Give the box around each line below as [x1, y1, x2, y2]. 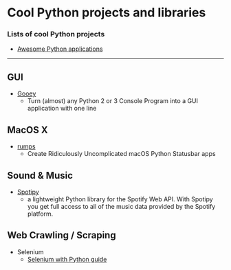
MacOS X [7, 124, 48, 135]
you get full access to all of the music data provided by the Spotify [27, 202, 216, 210]
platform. [27, 210, 54, 218]
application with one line [27, 104, 97, 113]
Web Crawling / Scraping [7, 229, 116, 241]
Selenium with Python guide [27, 255, 107, 263]
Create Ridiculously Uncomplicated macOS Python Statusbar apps [27, 150, 216, 158]
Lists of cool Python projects [7, 30, 105, 39]
